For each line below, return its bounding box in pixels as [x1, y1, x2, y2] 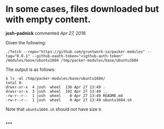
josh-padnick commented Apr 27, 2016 [5, 30, 86, 36]
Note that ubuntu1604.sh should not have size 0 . [5, 106, 103, 112]
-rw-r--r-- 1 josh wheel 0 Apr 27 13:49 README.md [5, 93, 123, 98]
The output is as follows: [5, 66, 56, 72]
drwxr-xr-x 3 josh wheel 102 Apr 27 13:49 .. [5, 89, 108, 94]
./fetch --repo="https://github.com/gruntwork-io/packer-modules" [5, 49, 145, 54]
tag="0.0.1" [5, 53, 30, 59]
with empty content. [5, 14, 91, 25]
